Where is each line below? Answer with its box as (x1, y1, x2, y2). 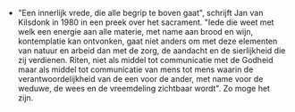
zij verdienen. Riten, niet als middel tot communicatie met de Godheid (17, 55, 274, 65)
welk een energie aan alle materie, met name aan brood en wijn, (17, 27, 253, 36)
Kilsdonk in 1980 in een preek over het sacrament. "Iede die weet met (17, 17, 274, 28)
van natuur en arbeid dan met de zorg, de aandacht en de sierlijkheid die (17, 45, 286, 56)
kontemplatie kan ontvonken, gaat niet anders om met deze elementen (17, 36, 278, 46)
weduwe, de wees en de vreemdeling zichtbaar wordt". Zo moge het (17, 84, 271, 93)
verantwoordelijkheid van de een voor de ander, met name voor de (17, 74, 264, 84)
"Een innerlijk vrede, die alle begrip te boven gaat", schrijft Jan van (17, 8, 264, 18)
